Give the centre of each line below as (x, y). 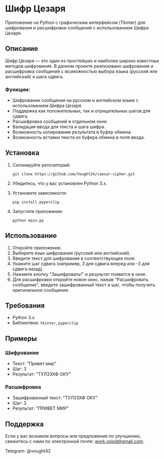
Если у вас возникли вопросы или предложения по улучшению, (73, 436)
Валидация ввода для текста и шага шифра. (59, 127)
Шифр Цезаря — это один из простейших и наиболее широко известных (82, 61)
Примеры (21, 338)
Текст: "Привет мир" (34, 363)
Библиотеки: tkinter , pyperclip (45, 323)
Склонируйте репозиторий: (41, 165)
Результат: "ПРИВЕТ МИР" (41, 408)
